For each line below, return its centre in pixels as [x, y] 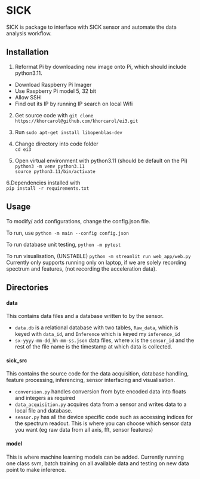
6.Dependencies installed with [43, 183]
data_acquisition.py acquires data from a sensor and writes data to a [101, 404]
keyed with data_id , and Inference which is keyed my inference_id [97, 334]
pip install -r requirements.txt [48, 188]
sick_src [17, 360]
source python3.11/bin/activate [55, 171]
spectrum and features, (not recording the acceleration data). [81, 269]
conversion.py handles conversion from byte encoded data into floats [100, 392]
